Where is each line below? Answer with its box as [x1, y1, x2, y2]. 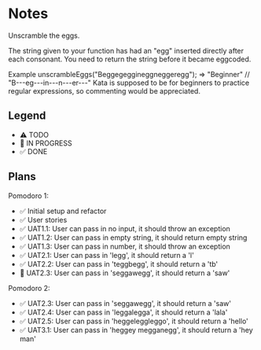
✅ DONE [19, 146, 48, 156]
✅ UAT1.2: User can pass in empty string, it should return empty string [19, 233, 248, 242]
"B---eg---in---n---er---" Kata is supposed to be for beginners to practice [8, 78, 250, 87]
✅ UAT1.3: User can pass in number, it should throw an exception [19, 241, 230, 251]
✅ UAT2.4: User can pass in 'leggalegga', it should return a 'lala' [19, 308, 228, 317]
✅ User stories [19, 215, 68, 224]
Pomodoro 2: [8, 283, 50, 293]
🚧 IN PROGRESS [19, 138, 72, 148]
